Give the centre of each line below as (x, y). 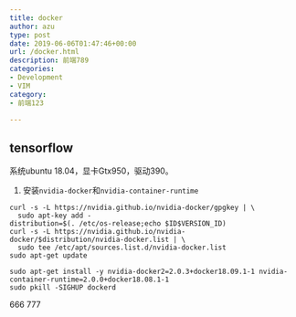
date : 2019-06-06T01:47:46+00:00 (73, 43)
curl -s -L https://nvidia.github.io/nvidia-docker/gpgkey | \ (132, 208)
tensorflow (42, 148)
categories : (32, 69)
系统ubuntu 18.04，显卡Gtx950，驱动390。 (91, 171)
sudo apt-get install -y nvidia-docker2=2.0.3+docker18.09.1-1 (132, 272)
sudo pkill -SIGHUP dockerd (63, 288)
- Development (37, 78)
